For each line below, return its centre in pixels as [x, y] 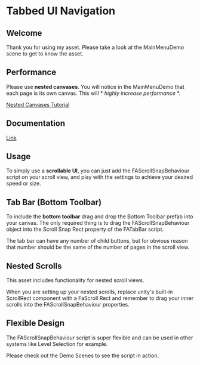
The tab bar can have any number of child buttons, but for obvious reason [97, 241]
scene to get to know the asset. [45, 54]
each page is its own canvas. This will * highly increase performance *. [93, 93]
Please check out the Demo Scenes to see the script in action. [83, 355]
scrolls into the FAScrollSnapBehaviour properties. [68, 305]
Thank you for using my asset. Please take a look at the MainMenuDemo [95, 47]
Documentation [36, 123]
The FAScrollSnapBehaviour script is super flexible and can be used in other [100, 338]
